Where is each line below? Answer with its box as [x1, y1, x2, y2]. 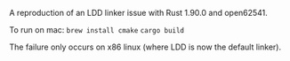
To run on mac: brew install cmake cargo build [9, 25, 185, 34]
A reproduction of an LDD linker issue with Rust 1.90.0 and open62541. [9, 8, 269, 18]
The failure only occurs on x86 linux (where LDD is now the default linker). [9, 42, 282, 52]
